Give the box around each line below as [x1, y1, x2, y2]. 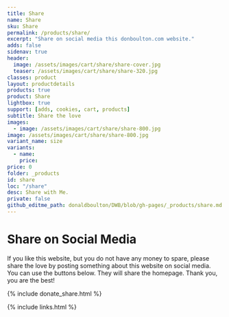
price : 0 [7, 163, 32, 171]
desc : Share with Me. [7, 189, 69, 196]
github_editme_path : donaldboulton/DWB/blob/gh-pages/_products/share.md [7, 202, 223, 209]
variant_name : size [7, 138, 63, 145]
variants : [7, 144, 36, 151]
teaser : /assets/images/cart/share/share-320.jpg [13, 67, 158, 74]
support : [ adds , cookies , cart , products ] [7, 106, 130, 113]
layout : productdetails [7, 80, 75, 87]
